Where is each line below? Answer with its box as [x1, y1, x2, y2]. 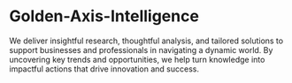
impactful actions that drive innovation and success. [9, 64, 199, 74]
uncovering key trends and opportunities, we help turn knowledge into [9, 54, 265, 64]
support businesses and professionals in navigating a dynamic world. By [9, 44, 273, 55]
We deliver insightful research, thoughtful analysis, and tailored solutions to [9, 35, 284, 46]
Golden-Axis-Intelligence [9, 6, 199, 26]
